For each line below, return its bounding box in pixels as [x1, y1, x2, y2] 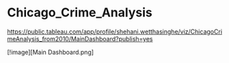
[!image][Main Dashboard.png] [7, 48, 94, 56]
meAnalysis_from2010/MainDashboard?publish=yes [7, 34, 153, 42]
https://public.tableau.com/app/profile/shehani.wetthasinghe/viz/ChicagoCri [7, 27, 223, 36]
